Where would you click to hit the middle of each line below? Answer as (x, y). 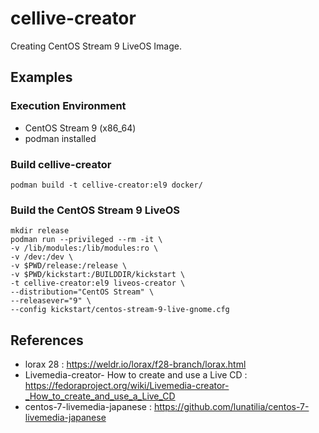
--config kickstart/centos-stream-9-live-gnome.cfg (120, 310)
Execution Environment (68, 106)
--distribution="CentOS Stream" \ (82, 292)
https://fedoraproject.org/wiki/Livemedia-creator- (127, 386)
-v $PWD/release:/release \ (69, 266)
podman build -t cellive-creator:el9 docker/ (106, 185)
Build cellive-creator (61, 164)
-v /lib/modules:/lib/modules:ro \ (84, 248)
